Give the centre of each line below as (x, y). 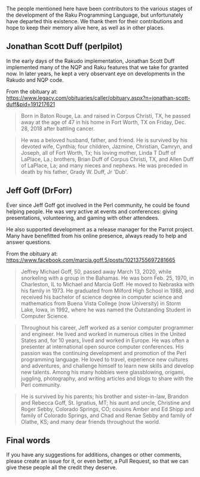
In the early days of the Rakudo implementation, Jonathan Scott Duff (90, 61)
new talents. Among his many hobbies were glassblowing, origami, (103, 372)
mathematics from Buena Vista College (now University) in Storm (101, 303)
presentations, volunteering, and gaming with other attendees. (83, 218)
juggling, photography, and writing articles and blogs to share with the (107, 378)
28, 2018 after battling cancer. (58, 129)
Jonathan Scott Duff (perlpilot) (64, 46)
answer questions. (29, 242)
